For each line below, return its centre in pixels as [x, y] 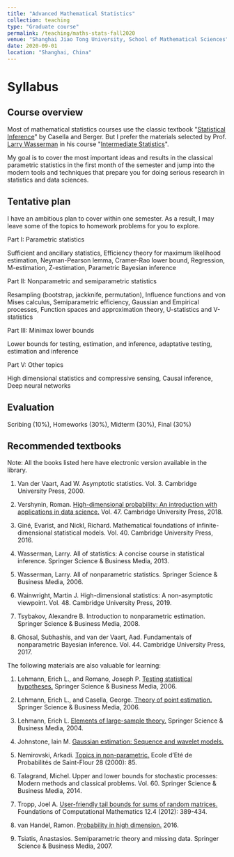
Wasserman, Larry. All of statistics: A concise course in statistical [111, 553]
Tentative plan [39, 202]
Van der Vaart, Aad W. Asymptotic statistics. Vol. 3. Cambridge [107, 484]
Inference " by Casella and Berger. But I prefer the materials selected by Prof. [117, 136]
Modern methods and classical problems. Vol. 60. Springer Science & [117, 783]
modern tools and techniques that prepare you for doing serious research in [116, 172]
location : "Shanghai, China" [49, 53]
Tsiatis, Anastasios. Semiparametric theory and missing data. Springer [118, 839]
